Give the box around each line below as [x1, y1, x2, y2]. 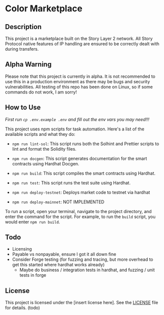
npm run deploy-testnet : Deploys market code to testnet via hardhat [12, 189, 150, 195]
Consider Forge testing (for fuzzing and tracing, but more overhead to [12, 256, 153, 262]
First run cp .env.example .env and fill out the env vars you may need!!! [5, 116, 150, 122]
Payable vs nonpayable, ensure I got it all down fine [12, 252, 117, 257]
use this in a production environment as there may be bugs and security [5, 78, 150, 84]
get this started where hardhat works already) [12, 262, 105, 268]
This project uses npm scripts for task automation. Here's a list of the [5, 126, 144, 132]
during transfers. [5, 46, 39, 52]
